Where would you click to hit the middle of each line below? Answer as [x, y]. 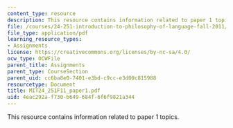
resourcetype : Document [42, 84]
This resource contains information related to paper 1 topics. [93, 117]
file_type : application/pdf [48, 33]
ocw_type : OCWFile [34, 59]
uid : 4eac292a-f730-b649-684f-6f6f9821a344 [71, 98]
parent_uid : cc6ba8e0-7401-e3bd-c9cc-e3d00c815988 [82, 78]
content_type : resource [42, 13]
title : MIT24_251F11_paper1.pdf [54, 91]
